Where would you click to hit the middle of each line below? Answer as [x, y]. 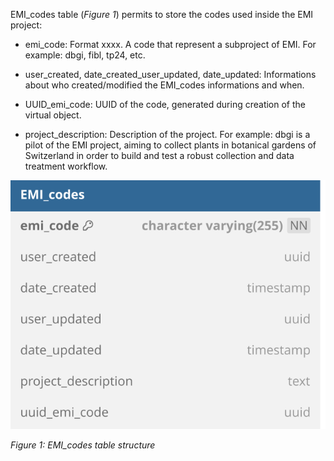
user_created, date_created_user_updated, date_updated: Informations [170, 74]
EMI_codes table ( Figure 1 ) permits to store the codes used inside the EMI [162, 14]
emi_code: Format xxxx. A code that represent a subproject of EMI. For [170, 44]
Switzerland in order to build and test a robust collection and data [159, 155]
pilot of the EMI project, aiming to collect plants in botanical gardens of [170, 145]
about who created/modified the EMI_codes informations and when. [164, 85]
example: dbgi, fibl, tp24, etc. [85, 55]
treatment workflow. [66, 166]
